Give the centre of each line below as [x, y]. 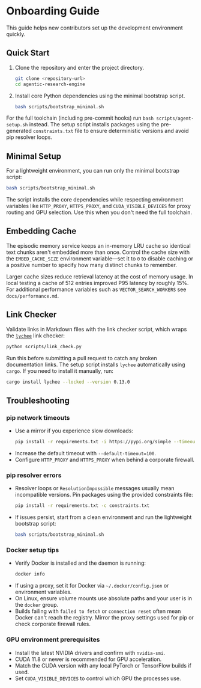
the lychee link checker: [35, 336]
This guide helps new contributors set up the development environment [94, 28]
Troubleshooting [38, 400]
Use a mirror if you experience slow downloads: [74, 431]
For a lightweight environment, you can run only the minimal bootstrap [93, 171]
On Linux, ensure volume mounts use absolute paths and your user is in [103, 598]
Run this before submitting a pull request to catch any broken [82, 358]
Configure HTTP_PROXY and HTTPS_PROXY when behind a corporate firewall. [105, 459]
